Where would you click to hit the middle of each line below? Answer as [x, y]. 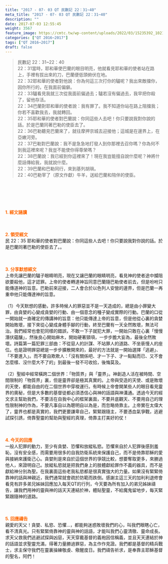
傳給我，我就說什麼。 [48, 162]
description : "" [22, 19]
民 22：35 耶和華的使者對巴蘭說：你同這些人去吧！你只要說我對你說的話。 [82, 241]
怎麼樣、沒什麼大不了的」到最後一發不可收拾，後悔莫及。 [64, 362]
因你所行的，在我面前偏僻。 [46, 87]
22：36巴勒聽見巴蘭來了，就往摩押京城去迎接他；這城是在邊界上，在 [88, 131]
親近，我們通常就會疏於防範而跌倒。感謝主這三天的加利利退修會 [97, 477]
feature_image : [21, 33]
